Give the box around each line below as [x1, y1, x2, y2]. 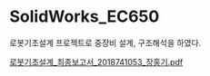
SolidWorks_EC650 [9, 6, 160, 27]
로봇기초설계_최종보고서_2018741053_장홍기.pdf [9, 56, 184, 67]
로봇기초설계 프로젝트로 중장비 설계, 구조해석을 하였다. [9, 37, 202, 48]
